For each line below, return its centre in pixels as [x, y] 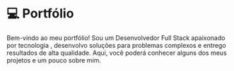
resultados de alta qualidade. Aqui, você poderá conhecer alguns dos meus [117, 53]
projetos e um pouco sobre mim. [54, 60]
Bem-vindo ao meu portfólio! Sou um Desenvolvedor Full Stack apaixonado [116, 38]
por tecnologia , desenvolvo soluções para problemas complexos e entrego [117, 45]
